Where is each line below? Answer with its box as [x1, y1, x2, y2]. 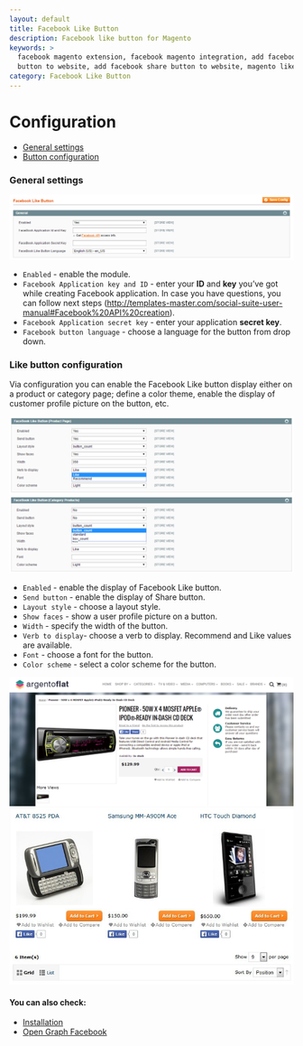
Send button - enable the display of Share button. [22, 592, 206, 602]
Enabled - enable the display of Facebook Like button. [22, 582, 223, 593]
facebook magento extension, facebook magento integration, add [17, 52, 264, 62]
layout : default [9, 14, 70, 23]
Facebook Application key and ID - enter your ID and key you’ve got [22, 278, 279, 289]
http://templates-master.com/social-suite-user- [106, 297, 283, 308]
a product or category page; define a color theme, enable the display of [9, 388, 276, 399]
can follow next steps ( [22, 297, 108, 308]
